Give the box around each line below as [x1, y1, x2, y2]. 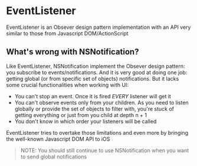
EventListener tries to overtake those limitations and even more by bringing [6, 129, 189, 136]
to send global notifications [20, 153, 87, 160]
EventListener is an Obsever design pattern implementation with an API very [6, 24, 191, 31]
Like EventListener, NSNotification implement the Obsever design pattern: [6, 62, 185, 69]
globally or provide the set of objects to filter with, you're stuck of [14, 105, 174, 112]
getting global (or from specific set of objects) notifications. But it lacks [6, 75, 179, 82]
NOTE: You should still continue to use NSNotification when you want [20, 147, 189, 154]
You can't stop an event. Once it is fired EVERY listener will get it [14, 92, 171, 99]
